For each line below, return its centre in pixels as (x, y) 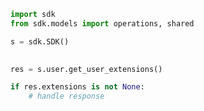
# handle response (66, 96)
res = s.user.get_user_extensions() (86, 69)
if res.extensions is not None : (77, 87)
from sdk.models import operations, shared (102, 23)
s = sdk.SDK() (40, 41)
